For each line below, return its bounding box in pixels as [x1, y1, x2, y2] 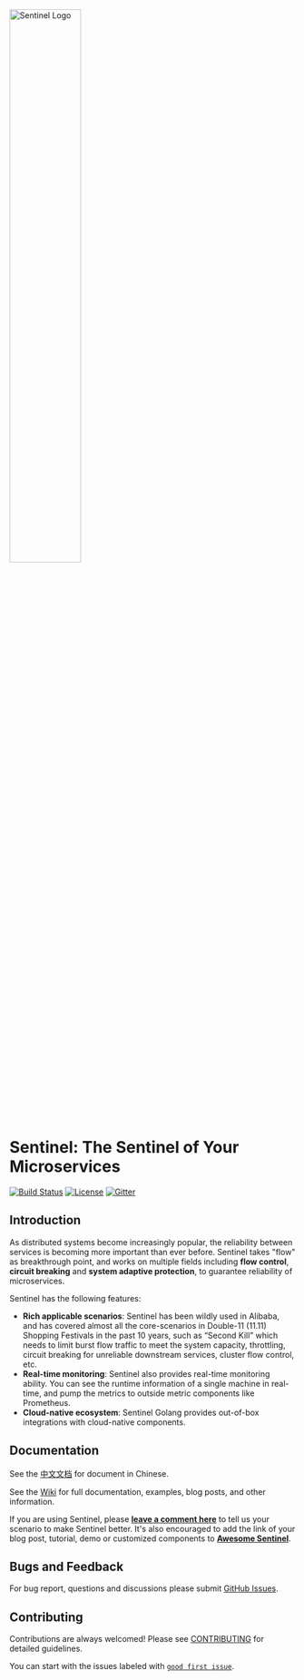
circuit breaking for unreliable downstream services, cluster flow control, [22, 1349, 295, 1360]
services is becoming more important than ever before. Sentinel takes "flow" [9, 1246, 296, 1257]
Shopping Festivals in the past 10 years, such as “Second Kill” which [22, 1330, 279, 1341]
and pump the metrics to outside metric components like [44, 1388, 256, 1399]
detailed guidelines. [9, 1643, 83, 1655]
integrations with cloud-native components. [22, 1416, 186, 1428]
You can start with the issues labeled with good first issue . [9, 1661, 234, 1672]
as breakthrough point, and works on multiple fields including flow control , [9, 1256, 289, 1267]
